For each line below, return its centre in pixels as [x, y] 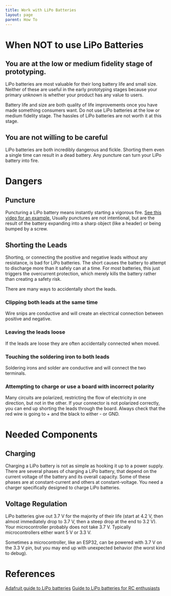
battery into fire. [22, 161]
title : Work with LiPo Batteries [41, 10]
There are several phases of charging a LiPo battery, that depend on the [81, 471]
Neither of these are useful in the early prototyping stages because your [81, 90]
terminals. [16, 373]
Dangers [24, 181]
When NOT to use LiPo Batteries [75, 45]
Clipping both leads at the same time [52, 302]
